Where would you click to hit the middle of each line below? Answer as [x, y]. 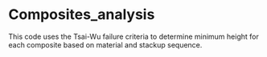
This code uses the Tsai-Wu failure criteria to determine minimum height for [133, 36]
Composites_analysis [82, 15]
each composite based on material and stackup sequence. [105, 44]
